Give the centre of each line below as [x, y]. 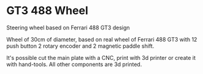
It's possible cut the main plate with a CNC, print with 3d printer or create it [101, 57]
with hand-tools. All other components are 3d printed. [74, 64]
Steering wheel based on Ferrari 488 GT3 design [68, 28]
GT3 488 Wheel [47, 11]
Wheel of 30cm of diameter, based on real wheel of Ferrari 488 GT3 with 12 [102, 39]
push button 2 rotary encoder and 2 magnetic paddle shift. [80, 46]
